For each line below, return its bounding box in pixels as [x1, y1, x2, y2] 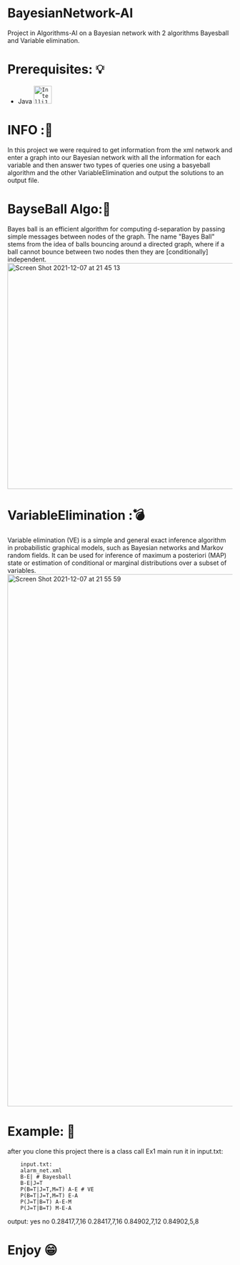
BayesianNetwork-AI [7, 5, 134, 21]
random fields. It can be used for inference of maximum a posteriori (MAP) [7, 551, 227, 559]
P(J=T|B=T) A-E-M [20, 1198, 72, 1205]
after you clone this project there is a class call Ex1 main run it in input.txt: [7, 1146, 224, 1155]
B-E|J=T [20, 1179, 43, 1186]
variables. [7, 566, 36, 574]
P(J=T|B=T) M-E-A [20, 1204, 72, 1211]
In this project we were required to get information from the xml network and [7, 145, 233, 154]
